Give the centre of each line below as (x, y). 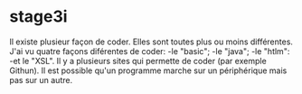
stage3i (38, 17)
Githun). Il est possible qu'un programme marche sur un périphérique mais (148, 70)
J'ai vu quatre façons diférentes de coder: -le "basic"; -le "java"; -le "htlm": (150, 51)
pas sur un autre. (41, 80)
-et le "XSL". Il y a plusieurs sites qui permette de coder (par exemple (138, 61)
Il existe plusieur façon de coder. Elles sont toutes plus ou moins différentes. (151, 42)
